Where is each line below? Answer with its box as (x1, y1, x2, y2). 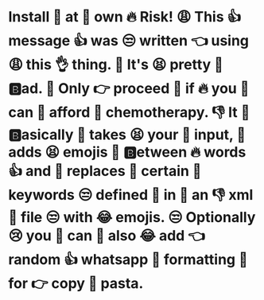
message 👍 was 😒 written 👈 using (8, 32, 249, 50)
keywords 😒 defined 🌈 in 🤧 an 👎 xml (8, 186, 254, 205)
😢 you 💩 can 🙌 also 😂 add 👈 (8, 227, 205, 245)
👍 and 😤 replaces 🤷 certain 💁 (8, 162, 202, 181)
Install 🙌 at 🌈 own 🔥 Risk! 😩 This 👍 (8, 8, 242, 26)
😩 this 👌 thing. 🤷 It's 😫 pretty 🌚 (8, 56, 224, 74)
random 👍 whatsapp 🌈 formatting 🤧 (8, 251, 248, 269)
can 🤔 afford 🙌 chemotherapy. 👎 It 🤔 (8, 103, 250, 122)
